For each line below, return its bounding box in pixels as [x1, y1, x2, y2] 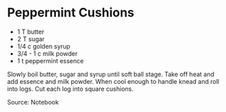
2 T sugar [17, 34, 45, 43]
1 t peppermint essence [17, 56, 84, 65]
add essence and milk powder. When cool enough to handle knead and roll [7, 77, 219, 85]
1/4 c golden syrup [17, 42, 71, 50]
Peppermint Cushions [7, 5, 134, 21]
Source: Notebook [7, 98, 59, 106]
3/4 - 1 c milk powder [17, 49, 78, 58]
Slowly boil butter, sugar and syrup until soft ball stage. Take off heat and [7, 70, 215, 78]
